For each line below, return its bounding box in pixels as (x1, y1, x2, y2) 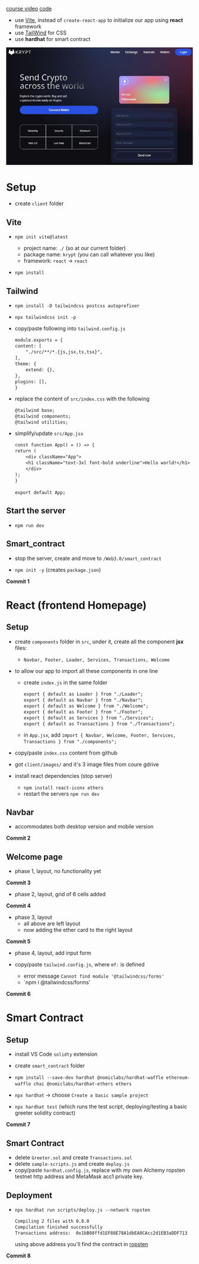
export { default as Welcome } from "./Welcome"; (23, 703, 149, 709)
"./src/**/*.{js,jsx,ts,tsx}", (25, 349, 103, 355)
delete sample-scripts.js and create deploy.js (14, 1160, 130, 1168)
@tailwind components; (14, 414, 71, 420)
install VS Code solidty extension (14, 1050, 98, 1058)
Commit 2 (6, 834, 31, 841)
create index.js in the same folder (23, 678, 108, 686)
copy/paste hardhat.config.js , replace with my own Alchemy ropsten (14, 1166, 185, 1174)
